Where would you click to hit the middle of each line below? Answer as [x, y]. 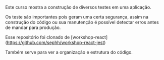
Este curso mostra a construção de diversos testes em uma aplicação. [78, 7]
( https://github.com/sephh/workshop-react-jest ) [56, 42]
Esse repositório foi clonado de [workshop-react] [57, 37]
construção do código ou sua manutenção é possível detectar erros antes [82, 22]
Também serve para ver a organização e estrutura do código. [69, 52]
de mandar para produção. [33, 27]
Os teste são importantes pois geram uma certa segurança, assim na [77, 17]
